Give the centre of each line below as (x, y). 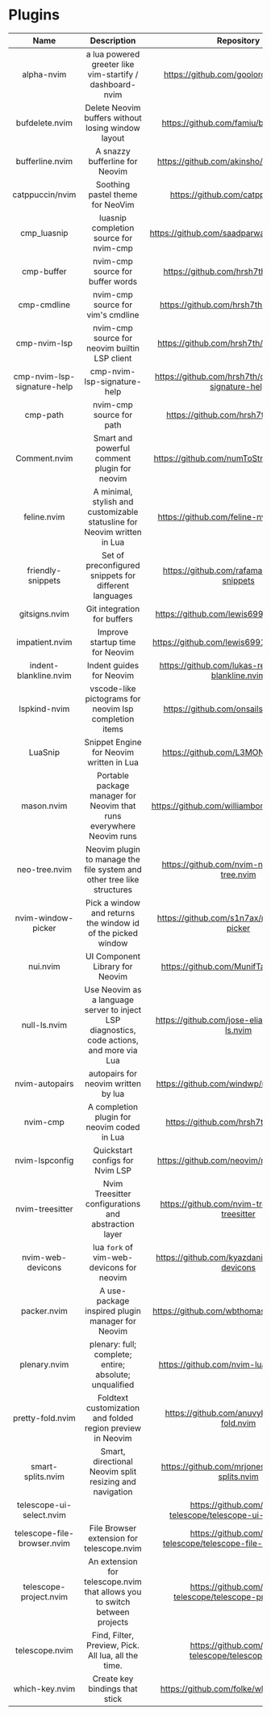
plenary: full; (113, 1344)
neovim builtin (113, 348)
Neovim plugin (113, 849)
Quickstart (113, 1150)
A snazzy (113, 151)
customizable (113, 512)
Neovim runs (113, 836)
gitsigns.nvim (44, 613)
